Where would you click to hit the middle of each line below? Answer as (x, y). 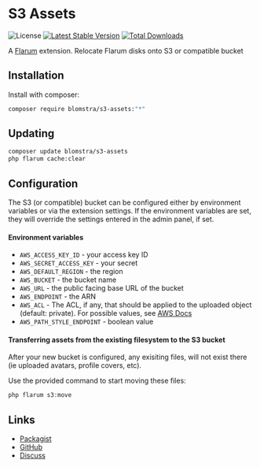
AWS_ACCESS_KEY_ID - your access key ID (84, 255)
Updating (31, 133)
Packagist (36, 439)
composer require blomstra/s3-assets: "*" (77, 109)
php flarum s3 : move (40, 395)
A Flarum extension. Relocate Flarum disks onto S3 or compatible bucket (126, 50)
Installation (36, 76)
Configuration (43, 183)
